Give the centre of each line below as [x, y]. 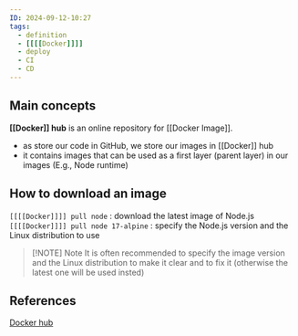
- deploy [34, 52]
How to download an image [88, 194]
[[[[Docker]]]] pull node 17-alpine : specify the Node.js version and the [149, 226]
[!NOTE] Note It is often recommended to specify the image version [158, 253]
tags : [20, 26]
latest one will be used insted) [88, 272]
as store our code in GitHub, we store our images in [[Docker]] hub [148, 145]
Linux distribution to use [55, 235]
